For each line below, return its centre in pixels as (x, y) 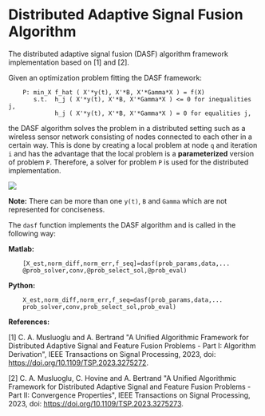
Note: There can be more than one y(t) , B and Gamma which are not (118, 200)
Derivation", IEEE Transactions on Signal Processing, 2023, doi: (112, 354)
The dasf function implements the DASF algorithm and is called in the (122, 224)
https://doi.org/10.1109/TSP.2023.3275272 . (79, 363)
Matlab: (21, 248)
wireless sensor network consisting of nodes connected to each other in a (131, 137)
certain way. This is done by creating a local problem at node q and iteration (133, 145)
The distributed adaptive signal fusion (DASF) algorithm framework (119, 53)
